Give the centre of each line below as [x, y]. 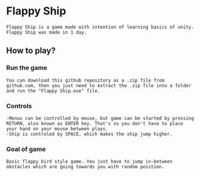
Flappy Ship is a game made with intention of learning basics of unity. [100, 27]
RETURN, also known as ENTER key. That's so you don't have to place [95, 123]
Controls [19, 106]
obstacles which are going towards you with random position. [85, 167]
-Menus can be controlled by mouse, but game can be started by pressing [100, 118]
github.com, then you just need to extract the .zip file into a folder [99, 85]
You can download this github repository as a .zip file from [85, 80]
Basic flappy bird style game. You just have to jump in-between [89, 162]
